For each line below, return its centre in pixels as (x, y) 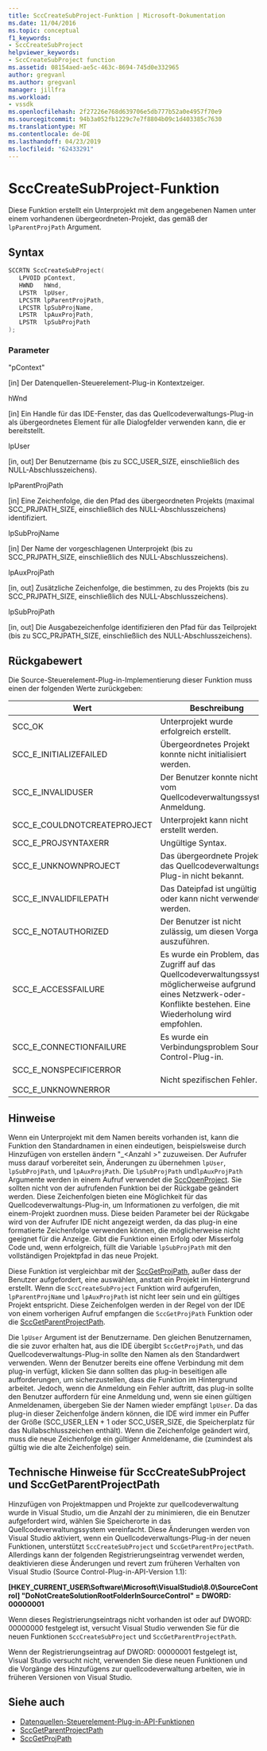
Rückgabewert (45, 661)
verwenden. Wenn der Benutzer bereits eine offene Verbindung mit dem (126, 1362)
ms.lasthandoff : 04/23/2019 (55, 141)
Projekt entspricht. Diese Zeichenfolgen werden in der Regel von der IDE (127, 1305)
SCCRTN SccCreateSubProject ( (56, 271)
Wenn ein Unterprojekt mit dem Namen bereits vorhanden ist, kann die (124, 1137)
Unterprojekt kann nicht (204, 820)
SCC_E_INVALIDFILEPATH (60, 899)
